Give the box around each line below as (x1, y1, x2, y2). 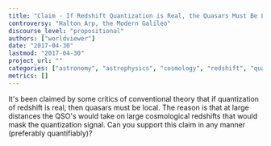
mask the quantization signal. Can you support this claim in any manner (8, 119, 246, 129)
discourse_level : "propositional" (8, 27, 125, 35)
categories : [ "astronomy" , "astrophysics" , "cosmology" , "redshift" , (8, 65, 248, 73)
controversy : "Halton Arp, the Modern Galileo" (8, 19, 172, 27)
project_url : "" (8, 57, 63, 65)
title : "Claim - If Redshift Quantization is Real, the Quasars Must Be (8, 11, 258, 20)
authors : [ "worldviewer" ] (8, 34, 95, 43)
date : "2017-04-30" (8, 42, 74, 50)
